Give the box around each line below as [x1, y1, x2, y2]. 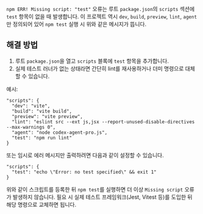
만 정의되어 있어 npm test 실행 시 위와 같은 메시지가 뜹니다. [6, 21, 147, 27]
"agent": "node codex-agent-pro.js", [12, 129, 108, 136]
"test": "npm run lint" [12, 134, 72, 141]
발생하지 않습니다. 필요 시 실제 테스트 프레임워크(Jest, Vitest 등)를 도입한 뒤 [12, 193, 193, 201]
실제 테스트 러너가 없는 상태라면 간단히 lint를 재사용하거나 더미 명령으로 [15, 64, 184, 72]
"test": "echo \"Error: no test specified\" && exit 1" [12, 169, 157, 175]
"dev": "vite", [12, 103, 51, 109]
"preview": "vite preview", [12, 113, 84, 120]
